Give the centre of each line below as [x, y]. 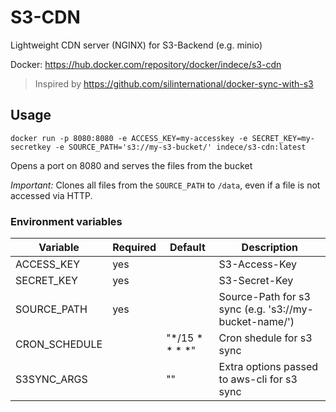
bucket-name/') [256, 322]
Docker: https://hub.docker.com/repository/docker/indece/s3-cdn [146, 64]
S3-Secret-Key [256, 281]
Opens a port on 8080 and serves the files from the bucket [131, 165]
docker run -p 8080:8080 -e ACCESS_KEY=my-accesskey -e [129, 138]
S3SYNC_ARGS [51, 379]
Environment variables [66, 221]
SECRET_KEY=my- [283, 138]
